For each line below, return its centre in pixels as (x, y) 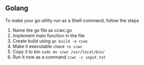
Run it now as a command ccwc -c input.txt (59, 57)
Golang (17, 8)
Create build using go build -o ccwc (50, 41)
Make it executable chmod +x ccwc (47, 46)
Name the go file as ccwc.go (42, 30)
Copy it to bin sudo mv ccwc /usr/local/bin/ (58, 51)
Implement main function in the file (48, 35)
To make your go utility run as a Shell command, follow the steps (72, 20)
